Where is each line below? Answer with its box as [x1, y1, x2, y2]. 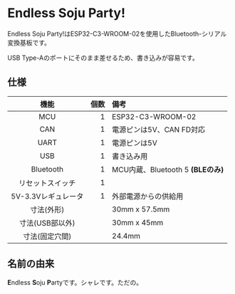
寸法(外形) [30, 204, 65, 214]
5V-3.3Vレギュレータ [11, 191, 84, 201]
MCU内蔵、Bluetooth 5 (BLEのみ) [111, 164, 224, 174]
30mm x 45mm [111, 217, 164, 227]
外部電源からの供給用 [111, 191, 184, 201]
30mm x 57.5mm [111, 204, 170, 214]
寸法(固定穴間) [23, 231, 72, 241]
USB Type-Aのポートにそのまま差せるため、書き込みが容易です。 [7, 53, 199, 62]
